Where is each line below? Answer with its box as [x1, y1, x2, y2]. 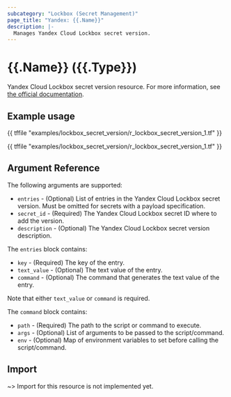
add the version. [17, 217, 65, 225]
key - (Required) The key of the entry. [17, 258, 125, 267]
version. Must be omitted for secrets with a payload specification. [17, 201, 206, 210]
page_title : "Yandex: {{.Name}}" [7, 17, 104, 24]
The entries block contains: [7, 244, 88, 253]
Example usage [7, 110, 75, 122]
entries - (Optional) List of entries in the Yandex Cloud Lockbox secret [17, 194, 221, 203]
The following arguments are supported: [7, 180, 123, 189]
